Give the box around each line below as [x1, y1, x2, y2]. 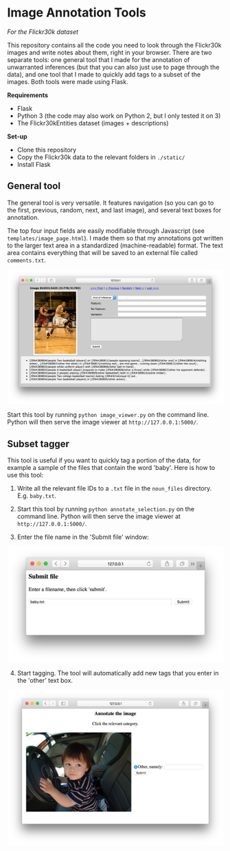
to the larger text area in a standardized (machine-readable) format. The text [7, 241, 223, 249]
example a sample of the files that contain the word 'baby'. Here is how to [7, 464, 216, 472]
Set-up [7, 132, 27, 141]
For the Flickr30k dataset [7, 28, 79, 36]
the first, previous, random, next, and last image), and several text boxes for [7, 205, 222, 214]
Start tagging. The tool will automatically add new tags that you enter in [16, 669, 219, 677]
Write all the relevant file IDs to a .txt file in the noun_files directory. [16, 484, 212, 493]
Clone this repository [16, 145, 77, 154]
